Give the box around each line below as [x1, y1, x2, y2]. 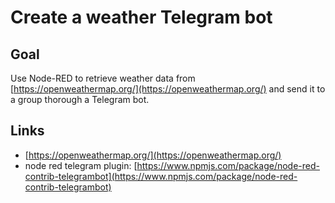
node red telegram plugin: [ [24, 159, 138, 171]
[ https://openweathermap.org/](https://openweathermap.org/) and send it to [10, 83, 326, 95]
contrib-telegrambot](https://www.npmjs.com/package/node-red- [24, 170, 298, 182]
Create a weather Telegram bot [10, 6, 273, 29]
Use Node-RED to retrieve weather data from [10, 72, 196, 84]
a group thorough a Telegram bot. [10, 94, 150, 105]
